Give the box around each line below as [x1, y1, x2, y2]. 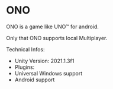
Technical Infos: [6, 45, 45, 53]
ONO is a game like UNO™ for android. [6, 23, 99, 30]
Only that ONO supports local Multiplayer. [6, 34, 108, 41]
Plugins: [14, 63, 35, 71]
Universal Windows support [14, 70, 83, 77]
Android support [14, 76, 55, 83]
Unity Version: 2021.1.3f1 [14, 57, 75, 64]
